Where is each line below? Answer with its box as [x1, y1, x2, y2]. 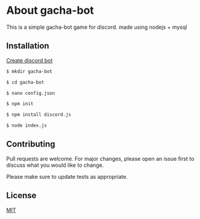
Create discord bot [6, 56, 53, 64]
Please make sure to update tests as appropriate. [6, 173, 128, 180]
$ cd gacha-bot [6, 79, 45, 85]
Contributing [6, 139, 55, 149]
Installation [6, 41, 49, 51]
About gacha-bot [6, 4, 95, 17]
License [6, 190, 37, 201]
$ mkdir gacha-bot [6, 68, 52, 74]
